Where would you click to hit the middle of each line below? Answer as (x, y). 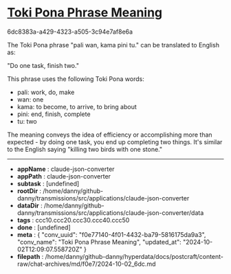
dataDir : (30, 205)
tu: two (27, 121)
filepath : (30, 256)
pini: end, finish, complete (54, 114)
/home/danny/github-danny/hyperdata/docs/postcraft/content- (134, 256)
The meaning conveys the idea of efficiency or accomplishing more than (110, 135)
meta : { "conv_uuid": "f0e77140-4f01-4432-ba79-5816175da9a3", (111, 234)
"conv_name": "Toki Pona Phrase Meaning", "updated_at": (99, 242)
